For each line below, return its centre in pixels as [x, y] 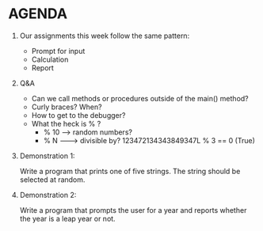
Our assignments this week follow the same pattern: [105, 36]
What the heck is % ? [66, 123]
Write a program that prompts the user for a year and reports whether [133, 210]
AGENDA [38, 14]
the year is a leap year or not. [68, 218]
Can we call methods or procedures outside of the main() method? [140, 98]
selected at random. [52, 180]
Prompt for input [58, 51]
